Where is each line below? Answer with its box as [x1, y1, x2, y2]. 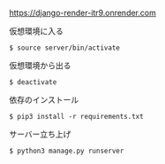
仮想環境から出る [9, 60, 71, 70]
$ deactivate [9, 78, 57, 87]
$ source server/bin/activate [9, 43, 121, 52]
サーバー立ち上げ [9, 129, 71, 139]
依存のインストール [9, 95, 79, 105]
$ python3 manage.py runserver [9, 146, 124, 155]
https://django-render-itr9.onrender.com [9, 8, 156, 18]
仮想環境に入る [9, 26, 64, 36]
